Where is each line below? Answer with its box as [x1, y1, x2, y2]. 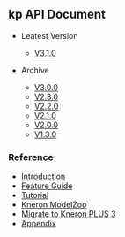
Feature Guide [20, 180, 73, 191]
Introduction [20, 172, 66, 182]
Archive [20, 65, 49, 75]
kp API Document [8, 7, 107, 22]
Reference [8, 150, 54, 163]
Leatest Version [20, 30, 78, 41]
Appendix [20, 218, 56, 229]
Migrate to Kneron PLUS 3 [20, 209, 116, 219]
